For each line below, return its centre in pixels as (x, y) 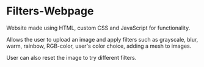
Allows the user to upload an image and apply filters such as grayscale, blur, (102, 39)
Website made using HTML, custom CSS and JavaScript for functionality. (98, 28)
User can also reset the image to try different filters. (71, 57)
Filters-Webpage (50, 11)
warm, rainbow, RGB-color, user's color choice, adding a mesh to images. (99, 46)
